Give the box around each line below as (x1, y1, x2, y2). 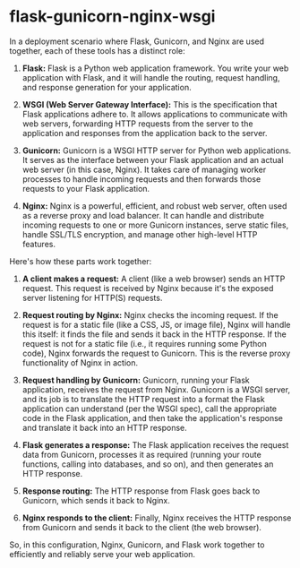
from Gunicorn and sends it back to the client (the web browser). (21, 521, 262, 532)
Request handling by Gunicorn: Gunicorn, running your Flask (21, 374, 251, 385)
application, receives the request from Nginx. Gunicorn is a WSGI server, (21, 383, 291, 395)
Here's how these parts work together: (9, 255, 152, 266)
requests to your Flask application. (21, 183, 150, 194)
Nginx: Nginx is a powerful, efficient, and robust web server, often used (21, 200, 287, 211)
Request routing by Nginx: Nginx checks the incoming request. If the (21, 309, 279, 320)
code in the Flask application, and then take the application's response (21, 412, 284, 423)
